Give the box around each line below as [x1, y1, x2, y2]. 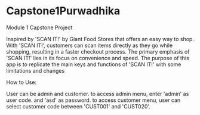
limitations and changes [6, 67, 65, 74]
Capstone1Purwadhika [6, 4, 121, 18]
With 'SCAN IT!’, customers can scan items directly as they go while [6, 42, 173, 49]
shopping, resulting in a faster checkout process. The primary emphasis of [6, 48, 190, 55]
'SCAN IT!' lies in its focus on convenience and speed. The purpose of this [6, 54, 189, 61]
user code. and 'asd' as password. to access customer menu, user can [6, 97, 181, 104]
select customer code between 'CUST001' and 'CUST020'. [6, 102, 151, 110]
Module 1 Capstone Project [6, 24, 73, 31]
